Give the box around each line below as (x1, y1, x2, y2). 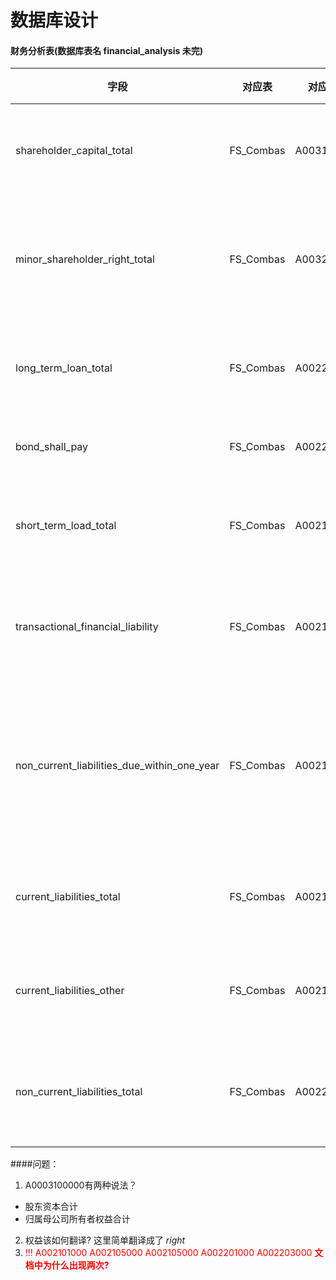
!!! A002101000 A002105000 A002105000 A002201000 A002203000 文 (24, 1247, 324, 1259)
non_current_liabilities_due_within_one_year (15, 759, 220, 773)
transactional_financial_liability (15, 620, 159, 634)
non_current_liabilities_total (15, 1085, 143, 1099)
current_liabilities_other (15, 984, 125, 998)
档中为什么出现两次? (24, 1259, 110, 1271)
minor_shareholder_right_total (15, 252, 155, 266)
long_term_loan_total (15, 361, 113, 375)
